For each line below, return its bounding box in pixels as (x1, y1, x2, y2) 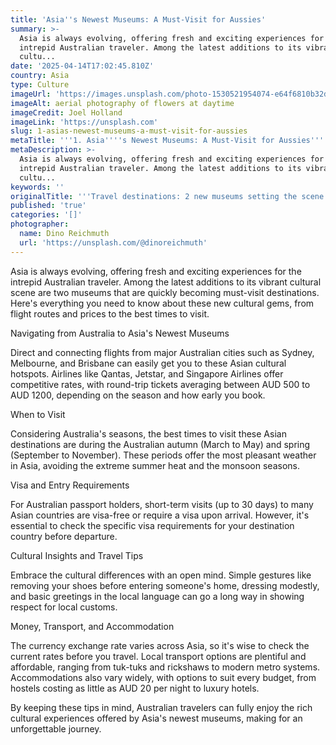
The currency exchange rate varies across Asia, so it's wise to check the (10, 639, 310, 651)
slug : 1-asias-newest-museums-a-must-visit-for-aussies (10, 126, 248, 136)
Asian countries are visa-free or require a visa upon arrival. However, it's (10, 509, 310, 521)
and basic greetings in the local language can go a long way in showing (10, 590, 305, 602)
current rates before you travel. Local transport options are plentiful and (10, 650, 307, 662)
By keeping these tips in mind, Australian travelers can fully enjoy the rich (10, 701, 313, 713)
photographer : (10, 219, 70, 230)
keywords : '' (10, 182, 65, 192)
